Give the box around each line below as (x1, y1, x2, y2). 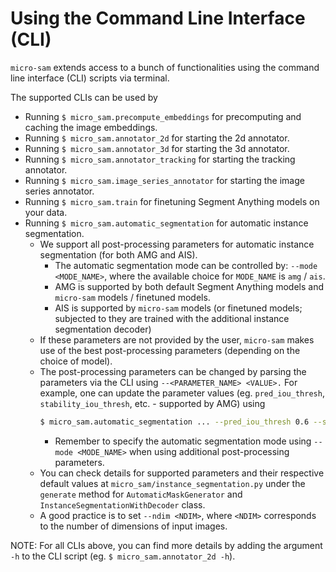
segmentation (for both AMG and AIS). (39, 248, 198, 261)
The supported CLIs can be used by (10, 91, 158, 103)
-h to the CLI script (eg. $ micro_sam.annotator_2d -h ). (10, 550, 236, 562)
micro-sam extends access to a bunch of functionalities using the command (10, 61, 320, 73)
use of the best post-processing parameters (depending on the (39, 344, 301, 356)
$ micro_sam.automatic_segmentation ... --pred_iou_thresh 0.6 (39, 417, 310, 427)
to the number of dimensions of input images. (39, 520, 228, 532)
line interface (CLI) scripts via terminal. (10, 72, 170, 84)
